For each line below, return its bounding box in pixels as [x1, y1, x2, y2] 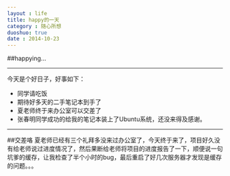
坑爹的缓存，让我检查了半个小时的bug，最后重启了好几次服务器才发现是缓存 [7, 153, 222, 162]
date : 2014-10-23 [7, 36, 60, 42]
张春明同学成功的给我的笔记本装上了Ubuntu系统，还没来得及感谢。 [16, 115, 207, 123]
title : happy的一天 [7, 16, 60, 23]
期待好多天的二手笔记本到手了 [16, 98, 101, 106]
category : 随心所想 [7, 23, 62, 29]
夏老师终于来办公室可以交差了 [16, 107, 101, 115]
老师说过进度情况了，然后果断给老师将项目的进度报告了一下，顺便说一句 [18, 144, 223, 153]
